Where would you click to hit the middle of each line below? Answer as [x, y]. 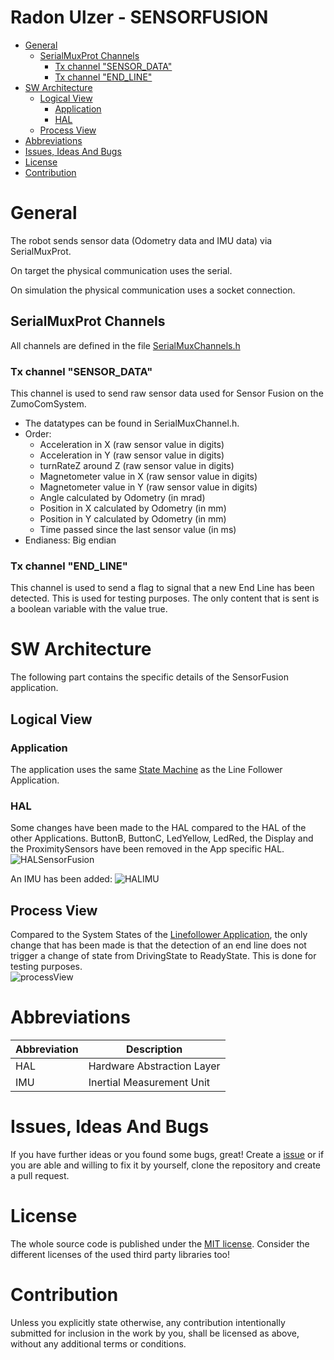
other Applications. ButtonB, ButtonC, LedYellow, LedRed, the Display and [162, 838]
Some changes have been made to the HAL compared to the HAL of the [158, 828]
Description [154, 1049]
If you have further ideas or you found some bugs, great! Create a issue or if [167, 1154]
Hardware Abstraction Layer [154, 1066]
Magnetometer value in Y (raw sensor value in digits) [148, 487]
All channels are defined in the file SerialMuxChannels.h [125, 345]
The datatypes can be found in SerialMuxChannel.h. [132, 423]
